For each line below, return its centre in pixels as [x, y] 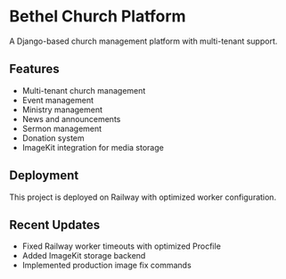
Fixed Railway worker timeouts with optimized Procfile [121, 246]
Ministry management [62, 110]
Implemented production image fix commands [106, 266]
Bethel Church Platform [98, 16]
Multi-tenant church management [84, 90]
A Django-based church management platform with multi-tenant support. [143, 41]
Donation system [53, 138]
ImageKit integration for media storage [93, 147]
